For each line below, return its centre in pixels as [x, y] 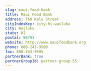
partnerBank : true [24, 56]
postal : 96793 [20, 38]
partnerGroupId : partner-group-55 [41, 61]
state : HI [15, 33]
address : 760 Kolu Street [32, 19]
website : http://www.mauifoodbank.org [45, 42]
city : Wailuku [20, 28]
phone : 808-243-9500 [27, 47]
